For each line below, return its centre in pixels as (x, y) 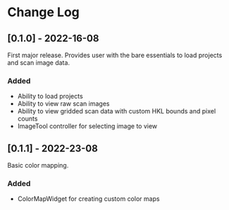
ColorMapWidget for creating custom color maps (88, 199)
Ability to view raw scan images (63, 104)
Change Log (43, 12)
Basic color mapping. (38, 166)
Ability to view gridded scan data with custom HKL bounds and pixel (117, 111)
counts (27, 119)
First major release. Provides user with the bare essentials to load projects (115, 55)
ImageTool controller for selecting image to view (87, 126)
